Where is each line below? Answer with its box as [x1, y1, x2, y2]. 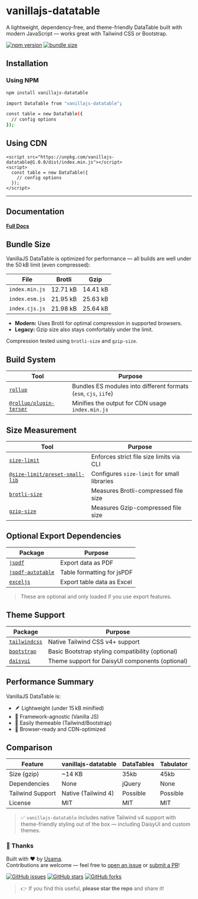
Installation [6, 59, 48, 69]
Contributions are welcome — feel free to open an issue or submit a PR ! [6, 861, 180, 868]
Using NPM [6, 76, 39, 85]
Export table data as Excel [60, 577, 133, 586]
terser [9, 406, 28, 413]
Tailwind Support [9, 789, 56, 797]
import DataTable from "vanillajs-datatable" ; [6, 100, 123, 106]
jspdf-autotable [9, 569, 55, 576]
